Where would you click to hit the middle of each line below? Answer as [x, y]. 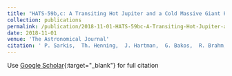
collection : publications [44, 20]
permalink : [23, 26]
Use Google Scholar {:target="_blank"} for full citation [83, 65]
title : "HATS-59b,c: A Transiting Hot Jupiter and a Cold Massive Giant [114, 13]
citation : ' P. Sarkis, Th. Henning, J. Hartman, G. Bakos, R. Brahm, [117, 46]
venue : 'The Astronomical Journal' [58, 39]
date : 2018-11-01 [32, 33]
